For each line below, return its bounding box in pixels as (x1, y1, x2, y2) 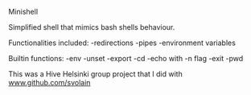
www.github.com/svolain (8, 78, 91, 87)
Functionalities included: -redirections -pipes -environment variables (8, 38, 236, 47)
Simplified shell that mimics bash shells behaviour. (8, 23, 175, 31)
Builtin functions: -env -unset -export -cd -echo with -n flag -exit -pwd (8, 54, 244, 63)
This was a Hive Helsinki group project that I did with (8, 69, 183, 79)
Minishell (8, 7, 39, 16)
